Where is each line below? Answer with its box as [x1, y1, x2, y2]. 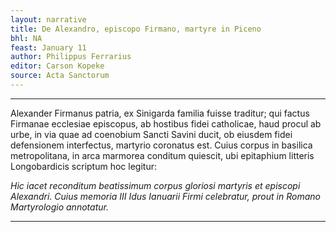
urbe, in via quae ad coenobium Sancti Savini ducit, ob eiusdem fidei [10, 128, 293, 140]
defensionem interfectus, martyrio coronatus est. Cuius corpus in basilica [10, 139, 313, 151]
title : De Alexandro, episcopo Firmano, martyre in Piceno [10, 24, 262, 34]
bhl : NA [10, 33, 43, 43]
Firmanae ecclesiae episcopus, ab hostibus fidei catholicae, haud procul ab [10, 117, 322, 130]
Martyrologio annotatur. [10, 201, 109, 213]
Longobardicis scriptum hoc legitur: [10, 160, 157, 172]
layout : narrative [10, 14, 87, 25]
